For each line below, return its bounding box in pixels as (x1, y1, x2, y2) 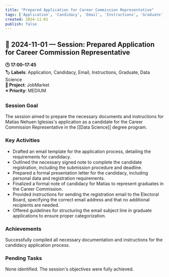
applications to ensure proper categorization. (12, 212, 107, 218)
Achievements (5, 225, 42, 232)
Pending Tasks (5, 254, 42, 261)
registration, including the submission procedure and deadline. (12, 164, 142, 171)
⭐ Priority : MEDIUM (5, 88, 46, 94)
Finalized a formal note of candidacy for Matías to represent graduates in (12, 180, 164, 187)
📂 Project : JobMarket (5, 82, 50, 88)
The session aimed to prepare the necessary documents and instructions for (5, 114, 164, 120)
